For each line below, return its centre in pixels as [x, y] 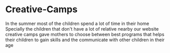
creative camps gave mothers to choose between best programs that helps [85, 34]
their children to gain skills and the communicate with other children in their [85, 40]
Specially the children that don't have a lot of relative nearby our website [82, 29]
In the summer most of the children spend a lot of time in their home [77, 23]
